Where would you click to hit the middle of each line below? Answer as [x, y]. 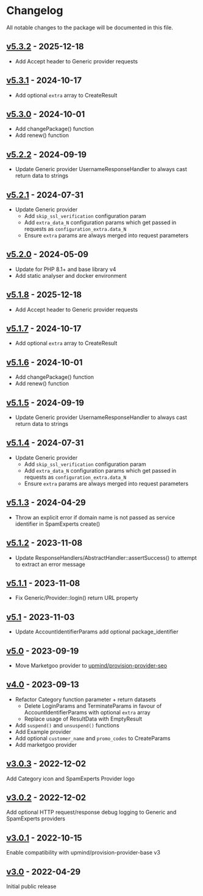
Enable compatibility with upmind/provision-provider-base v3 [83, 853]
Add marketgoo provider [46, 744]
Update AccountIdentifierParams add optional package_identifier [97, 632]
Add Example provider [43, 732]
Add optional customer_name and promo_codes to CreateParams [93, 738]
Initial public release [31, 886]
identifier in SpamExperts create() [58, 524]
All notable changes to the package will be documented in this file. [90, 27]
